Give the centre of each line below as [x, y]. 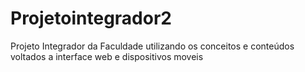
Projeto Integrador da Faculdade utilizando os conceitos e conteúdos [152, 46]
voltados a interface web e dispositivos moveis [107, 56]
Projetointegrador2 [91, 18]
